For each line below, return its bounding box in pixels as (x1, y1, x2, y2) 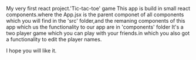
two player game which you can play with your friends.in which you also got (6, 30, 190, 37)
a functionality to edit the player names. (6, 36, 102, 43)
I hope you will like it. (6, 47, 57, 54)
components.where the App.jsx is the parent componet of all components (6, 11, 184, 18)
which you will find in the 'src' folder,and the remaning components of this (6, 17, 185, 24)
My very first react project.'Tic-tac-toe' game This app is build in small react (6, 5, 191, 12)
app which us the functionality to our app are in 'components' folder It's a (6, 23, 184, 30)
